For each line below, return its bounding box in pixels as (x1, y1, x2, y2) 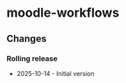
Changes (6, 33, 47, 45)
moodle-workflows (6, 5, 120, 21)
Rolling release (6, 54, 58, 63)
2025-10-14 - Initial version (16, 69, 95, 77)
